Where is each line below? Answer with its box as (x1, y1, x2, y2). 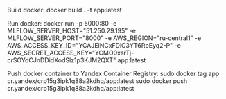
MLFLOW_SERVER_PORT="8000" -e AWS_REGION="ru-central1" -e (7, 34, 202, 42)
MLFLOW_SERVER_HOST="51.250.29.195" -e (7, 27, 137, 35)
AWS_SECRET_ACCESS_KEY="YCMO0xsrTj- (7, 48, 134, 57)
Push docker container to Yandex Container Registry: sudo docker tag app (7, 69, 220, 78)
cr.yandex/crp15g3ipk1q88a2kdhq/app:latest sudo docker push (7, 77, 188, 85)
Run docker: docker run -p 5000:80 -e (7, 19, 117, 27)
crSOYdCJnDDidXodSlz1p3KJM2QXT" (7, 56, 116, 64)
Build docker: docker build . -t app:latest (7, 6, 123, 14)
